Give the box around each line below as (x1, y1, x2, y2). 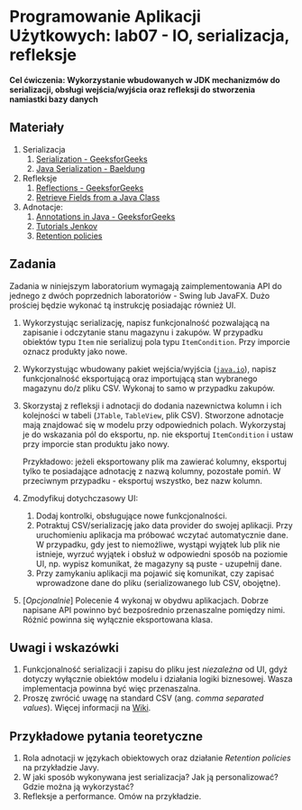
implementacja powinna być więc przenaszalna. (22, 684, 201, 694)
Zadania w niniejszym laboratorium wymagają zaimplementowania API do (9, 280, 282, 291)
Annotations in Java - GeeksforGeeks (35, 210, 176, 222)
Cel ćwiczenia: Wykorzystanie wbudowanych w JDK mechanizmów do (9, 74, 281, 85)
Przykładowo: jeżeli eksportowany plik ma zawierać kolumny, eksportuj (22, 456, 287, 467)
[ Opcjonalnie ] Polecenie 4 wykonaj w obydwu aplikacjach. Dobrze (22, 594, 269, 606)
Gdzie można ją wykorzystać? (22, 781, 134, 792)
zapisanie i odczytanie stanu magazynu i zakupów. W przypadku (22, 327, 263, 338)
